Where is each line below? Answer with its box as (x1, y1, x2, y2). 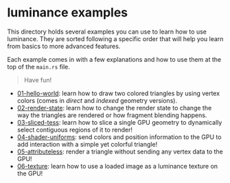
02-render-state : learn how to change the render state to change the (16, 103, 212, 112)
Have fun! (23, 75, 52, 84)
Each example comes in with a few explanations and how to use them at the (7, 55, 222, 63)
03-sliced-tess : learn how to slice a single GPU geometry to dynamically (16, 118, 222, 126)
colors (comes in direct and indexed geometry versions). (16, 96, 177, 104)
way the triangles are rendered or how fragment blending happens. (16, 111, 207, 119)
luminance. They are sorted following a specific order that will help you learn (7, 34, 224, 42)
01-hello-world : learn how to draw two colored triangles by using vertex (16, 89, 220, 97)
